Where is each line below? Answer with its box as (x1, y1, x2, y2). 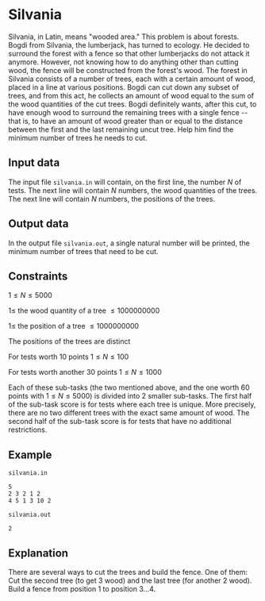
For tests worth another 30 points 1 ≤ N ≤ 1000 (8, 368, 163, 377)
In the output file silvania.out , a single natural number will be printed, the (8, 238, 250, 248)
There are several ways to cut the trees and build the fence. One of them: (8, 568, 248, 576)
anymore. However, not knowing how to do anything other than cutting (8, 57, 240, 67)
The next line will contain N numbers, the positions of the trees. (8, 194, 216, 203)
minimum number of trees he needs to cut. (8, 133, 148, 142)
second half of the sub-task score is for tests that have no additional (8, 417, 232, 426)
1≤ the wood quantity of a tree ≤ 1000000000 (8, 306, 160, 315)
